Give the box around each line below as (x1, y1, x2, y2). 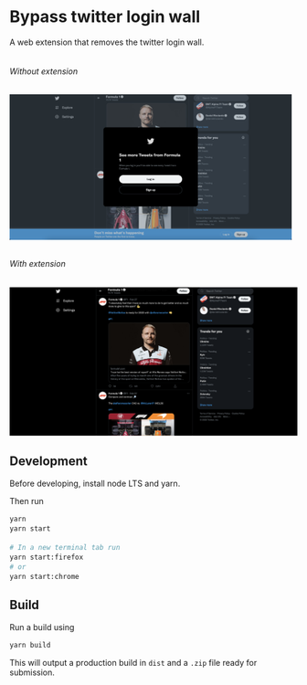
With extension (9, 258, 66, 269)
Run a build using (9, 621, 75, 632)
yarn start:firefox (9, 553, 84, 563)
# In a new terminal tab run (9, 543, 121, 553)
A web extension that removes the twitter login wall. (9, 37, 205, 47)
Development (9, 454, 89, 469)
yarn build (9, 640, 51, 649)
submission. (9, 667, 55, 678)
